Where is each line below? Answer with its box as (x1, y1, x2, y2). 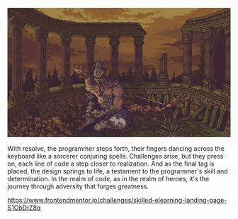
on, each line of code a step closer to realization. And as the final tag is (7, 159, 215, 168)
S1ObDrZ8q (7, 203, 41, 212)
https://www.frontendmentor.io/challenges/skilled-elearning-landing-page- (7, 196, 227, 204)
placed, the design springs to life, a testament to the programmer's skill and (7, 166, 228, 175)
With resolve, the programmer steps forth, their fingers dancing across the (7, 144, 225, 153)
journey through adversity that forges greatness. (7, 182, 149, 191)
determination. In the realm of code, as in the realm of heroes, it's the (7, 174, 210, 183)
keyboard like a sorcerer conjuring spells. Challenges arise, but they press (7, 151, 224, 160)
